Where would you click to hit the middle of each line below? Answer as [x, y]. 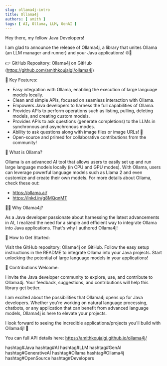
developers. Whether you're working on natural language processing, [77, 303]
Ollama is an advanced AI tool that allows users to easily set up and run [78, 162]
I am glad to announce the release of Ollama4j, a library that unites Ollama [81, 47]
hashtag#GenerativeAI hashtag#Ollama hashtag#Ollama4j [65, 353]
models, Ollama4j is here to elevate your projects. [56, 313]
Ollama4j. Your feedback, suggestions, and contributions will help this [77, 283]
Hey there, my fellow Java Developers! [45, 38]
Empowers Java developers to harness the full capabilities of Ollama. [83, 106]
